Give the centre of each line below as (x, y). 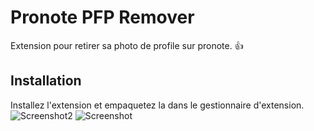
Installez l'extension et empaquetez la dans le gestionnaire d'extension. (157, 105)
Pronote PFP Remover (102, 17)
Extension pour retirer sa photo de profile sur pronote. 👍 (127, 45)
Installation (46, 81)
